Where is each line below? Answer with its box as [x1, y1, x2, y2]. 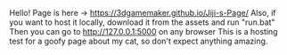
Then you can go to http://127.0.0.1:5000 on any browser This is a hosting [9, 27, 278, 36]
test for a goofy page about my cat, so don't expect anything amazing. [9, 35, 268, 46]
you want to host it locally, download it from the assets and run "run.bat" [9, 17, 275, 27]
